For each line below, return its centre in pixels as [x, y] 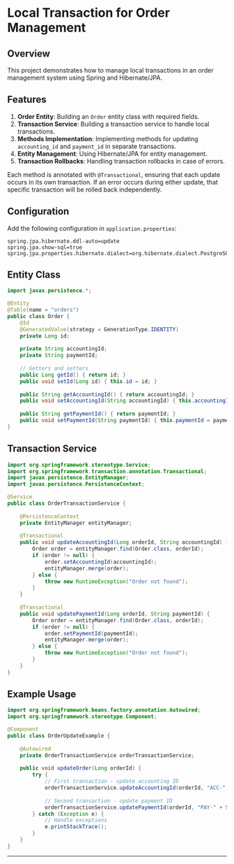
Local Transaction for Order [89, 13]
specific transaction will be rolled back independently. [85, 189]
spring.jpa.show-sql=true [45, 247]
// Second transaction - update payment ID [108, 801]
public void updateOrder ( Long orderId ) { [80, 768]
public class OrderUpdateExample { [59, 736]
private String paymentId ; [59, 355]
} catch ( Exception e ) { [68, 814]
